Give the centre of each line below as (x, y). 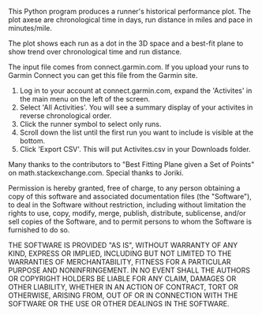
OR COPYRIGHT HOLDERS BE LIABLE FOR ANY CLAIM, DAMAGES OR (122, 278)
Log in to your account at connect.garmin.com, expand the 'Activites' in (136, 91)
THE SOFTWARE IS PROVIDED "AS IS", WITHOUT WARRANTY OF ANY (123, 245)
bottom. (32, 141)
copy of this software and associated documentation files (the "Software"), (130, 196)
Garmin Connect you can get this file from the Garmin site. (103, 75)
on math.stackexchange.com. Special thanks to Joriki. (96, 173)
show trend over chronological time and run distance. (95, 52)
